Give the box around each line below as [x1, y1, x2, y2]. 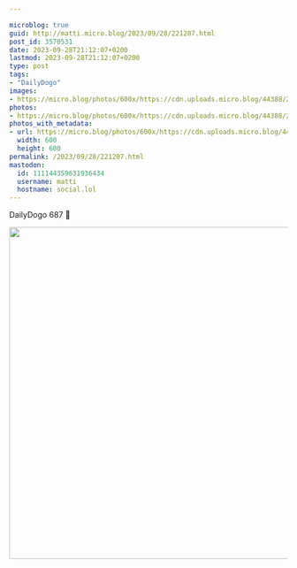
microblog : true [9, 20, 69, 29]
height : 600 [17, 144, 62, 153]
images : [9, 86, 38, 96]
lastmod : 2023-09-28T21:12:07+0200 [9, 54, 141, 63]
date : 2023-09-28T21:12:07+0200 [9, 45, 128, 54]
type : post [9, 62, 49, 71]
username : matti [17, 177, 77, 186]
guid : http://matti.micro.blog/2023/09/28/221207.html [9, 28, 216, 38]
